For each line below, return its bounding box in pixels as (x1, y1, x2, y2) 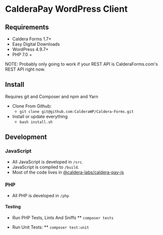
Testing (5, 204, 21, 209)
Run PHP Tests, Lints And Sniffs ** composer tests (12, 215, 114, 220)
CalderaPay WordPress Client (5, 3, 128, 15)
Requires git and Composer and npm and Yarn (5, 93, 98, 99)
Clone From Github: (12, 103, 52, 109)
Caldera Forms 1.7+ (12, 36, 51, 42)
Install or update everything (12, 113, 68, 119)
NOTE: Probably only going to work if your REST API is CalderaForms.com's (5, 61, 158, 67)
